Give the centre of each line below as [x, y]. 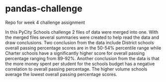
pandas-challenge [44, 9]
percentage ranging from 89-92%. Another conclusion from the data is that [83, 58]
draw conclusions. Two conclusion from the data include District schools [80, 42]
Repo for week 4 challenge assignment [45, 22]
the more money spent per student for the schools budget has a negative [80, 64]
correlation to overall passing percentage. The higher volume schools [76, 69]
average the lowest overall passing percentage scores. [61, 74]
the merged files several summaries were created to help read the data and [82, 37]
